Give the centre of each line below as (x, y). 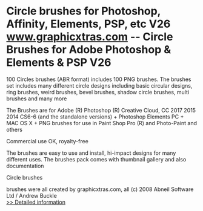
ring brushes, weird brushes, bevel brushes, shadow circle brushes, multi (98, 92)
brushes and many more (37, 99)
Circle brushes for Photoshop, (84, 11)
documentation (25, 166)
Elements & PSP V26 (59, 63)
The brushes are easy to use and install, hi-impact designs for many (91, 153)
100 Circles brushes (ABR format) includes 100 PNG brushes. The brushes (99, 79)
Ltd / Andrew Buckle (32, 195)
